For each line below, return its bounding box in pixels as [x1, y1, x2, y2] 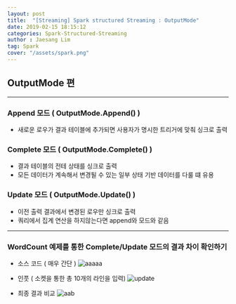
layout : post [7, 10, 46, 18]
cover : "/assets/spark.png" [7, 50, 90, 57]
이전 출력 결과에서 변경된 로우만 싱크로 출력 [17, 207, 136, 216]
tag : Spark [7, 43, 39, 50]
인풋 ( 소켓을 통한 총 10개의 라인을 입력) [17, 274, 126, 282]
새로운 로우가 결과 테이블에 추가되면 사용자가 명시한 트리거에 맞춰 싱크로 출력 [17, 125, 228, 133]
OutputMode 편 [7, 77, 75, 89]
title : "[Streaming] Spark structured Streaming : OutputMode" [7, 17, 199, 24]
